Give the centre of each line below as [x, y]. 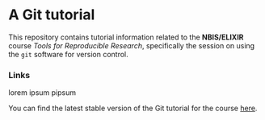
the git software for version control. [69, 54]
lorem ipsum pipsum [42, 93]
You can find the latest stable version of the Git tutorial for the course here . [133, 108]
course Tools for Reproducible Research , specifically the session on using [132, 45]
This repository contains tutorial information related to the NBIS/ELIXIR [126, 37]
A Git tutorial [52, 15]
